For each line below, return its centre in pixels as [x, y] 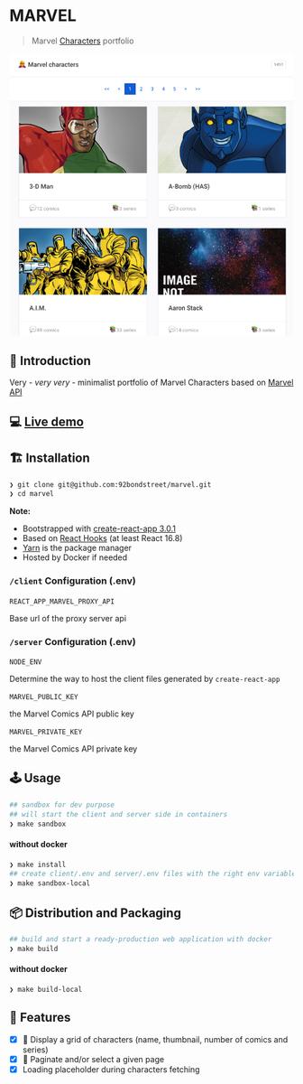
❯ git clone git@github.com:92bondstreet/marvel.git [110, 484]
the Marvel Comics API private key [73, 748]
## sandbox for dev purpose [62, 805]
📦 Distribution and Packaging [96, 913]
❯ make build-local [46, 989]
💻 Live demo [46, 421]
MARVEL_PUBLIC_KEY [44, 696]
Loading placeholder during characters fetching [111, 1069]
